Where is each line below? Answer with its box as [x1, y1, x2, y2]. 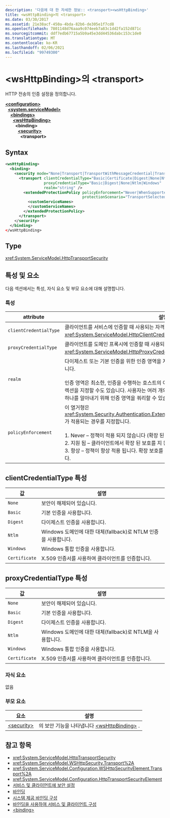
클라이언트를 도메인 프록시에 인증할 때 [64, 341, 150, 348]
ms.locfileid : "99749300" [5, 50, 60, 55]
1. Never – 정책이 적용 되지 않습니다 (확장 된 [64, 432, 164, 439]
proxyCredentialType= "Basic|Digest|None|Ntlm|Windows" [44, 181, 162, 186]
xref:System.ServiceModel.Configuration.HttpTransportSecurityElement [12, 776, 162, 783]
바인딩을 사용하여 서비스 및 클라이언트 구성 [12, 801, 97, 807]
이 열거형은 [64, 404, 90, 411]
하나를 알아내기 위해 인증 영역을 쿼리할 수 [64, 395, 157, 402]
